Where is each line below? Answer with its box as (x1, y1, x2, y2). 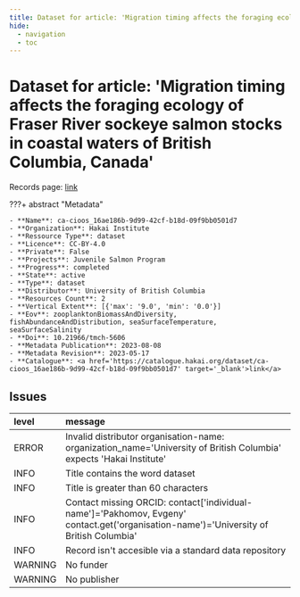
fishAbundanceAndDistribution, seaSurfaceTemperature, (9, 318, 218, 327)
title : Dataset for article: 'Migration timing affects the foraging (9, 12, 274, 22)
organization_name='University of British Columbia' (65, 442, 281, 453)
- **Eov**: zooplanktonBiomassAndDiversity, (9, 310, 178, 319)
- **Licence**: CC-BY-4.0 (9, 240, 105, 249)
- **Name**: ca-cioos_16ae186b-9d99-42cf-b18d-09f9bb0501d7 (9, 216, 238, 226)
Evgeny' (152, 508, 187, 519)
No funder (65, 559, 109, 571)
